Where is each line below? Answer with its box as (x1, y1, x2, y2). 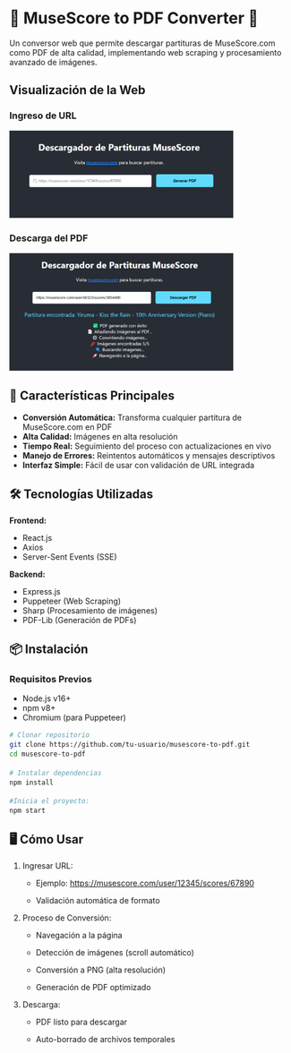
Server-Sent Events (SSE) (21, 551, 118, 562)
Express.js (21, 586, 61, 596)
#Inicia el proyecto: (9, 797, 90, 806)
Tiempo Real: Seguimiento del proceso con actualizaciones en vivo (21, 441, 271, 451)
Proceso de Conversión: (21, 912, 112, 923)
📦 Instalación (9, 641, 89, 656)
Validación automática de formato (35, 895, 160, 905)
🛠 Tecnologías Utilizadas (9, 487, 154, 502)
